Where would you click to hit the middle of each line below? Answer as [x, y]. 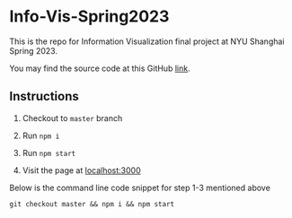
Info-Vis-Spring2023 [89, 17]
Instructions [44, 96]
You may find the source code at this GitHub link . [100, 68]
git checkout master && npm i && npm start [92, 204]
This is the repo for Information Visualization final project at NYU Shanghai [147, 41]
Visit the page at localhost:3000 [81, 170]
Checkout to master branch [72, 118]
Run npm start [49, 153]
